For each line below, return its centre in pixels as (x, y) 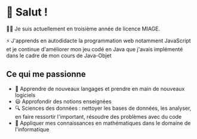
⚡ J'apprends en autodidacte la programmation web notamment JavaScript (98, 41)
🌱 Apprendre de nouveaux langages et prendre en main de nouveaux (100, 88)
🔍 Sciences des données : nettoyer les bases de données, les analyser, (103, 108)
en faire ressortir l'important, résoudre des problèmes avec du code (98, 116)
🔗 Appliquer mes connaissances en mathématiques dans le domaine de (103, 123)
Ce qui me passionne (46, 74)
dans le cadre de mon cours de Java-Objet (59, 55)
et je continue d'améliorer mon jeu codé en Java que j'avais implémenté (95, 49)
